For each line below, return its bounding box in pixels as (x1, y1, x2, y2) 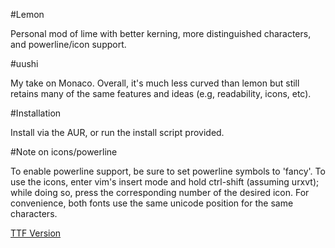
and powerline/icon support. (10, 39, 127, 50)
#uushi (10, 58, 39, 69)
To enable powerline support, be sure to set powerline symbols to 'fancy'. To (10, 165, 326, 177)
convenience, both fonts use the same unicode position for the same (10, 197, 294, 209)
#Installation (10, 107, 62, 119)
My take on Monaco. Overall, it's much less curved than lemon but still (10, 77, 300, 89)
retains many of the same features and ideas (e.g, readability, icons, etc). (10, 88, 312, 99)
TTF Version (10, 227, 62, 239)
